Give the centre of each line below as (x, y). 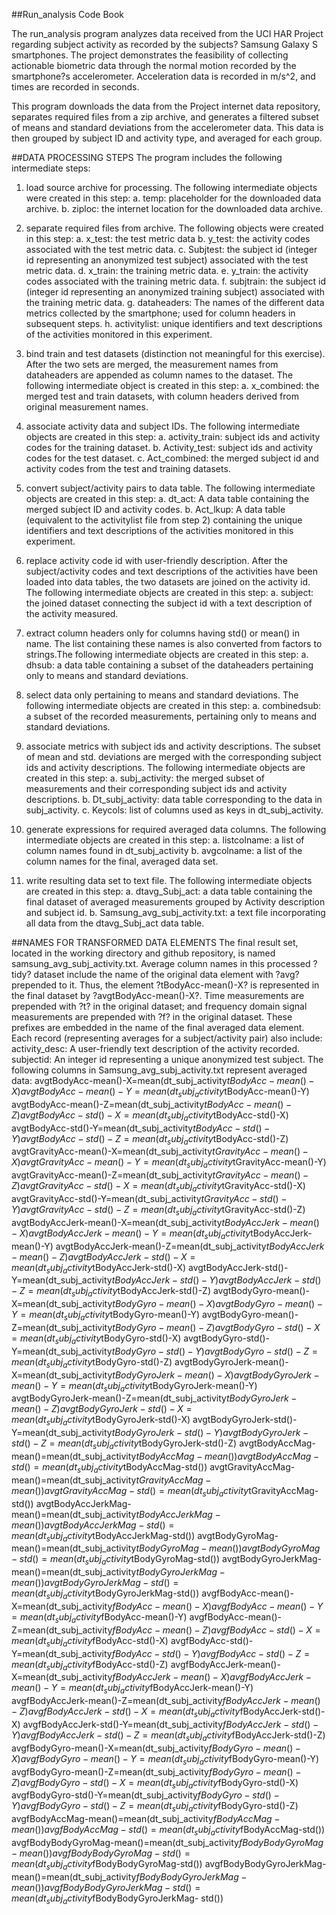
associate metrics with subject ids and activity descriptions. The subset (173, 746)
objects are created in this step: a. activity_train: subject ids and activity (173, 437)
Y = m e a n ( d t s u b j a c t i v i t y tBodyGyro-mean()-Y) (106, 1316)
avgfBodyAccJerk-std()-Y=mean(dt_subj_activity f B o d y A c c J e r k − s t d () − (170, 1724)
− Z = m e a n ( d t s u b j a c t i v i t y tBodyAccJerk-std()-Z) (111, 1292)
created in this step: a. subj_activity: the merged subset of (145, 778)
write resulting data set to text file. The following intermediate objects (169, 880)
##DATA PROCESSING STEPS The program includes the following (147, 157)
